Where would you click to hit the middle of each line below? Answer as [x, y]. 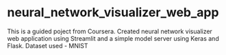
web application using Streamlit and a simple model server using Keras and [113, 38]
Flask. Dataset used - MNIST [48, 45]
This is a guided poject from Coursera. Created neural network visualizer [110, 31]
